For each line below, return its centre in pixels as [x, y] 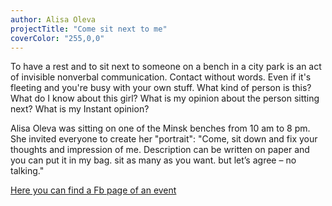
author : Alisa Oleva [53, 19]
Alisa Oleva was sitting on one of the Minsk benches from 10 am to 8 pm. [160, 128]
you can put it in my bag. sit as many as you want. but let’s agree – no [153, 160]
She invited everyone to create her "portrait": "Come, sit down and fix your [164, 139]
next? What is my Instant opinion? [80, 109]
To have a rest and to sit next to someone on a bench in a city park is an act [166, 67]
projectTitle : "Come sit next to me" [89, 29]
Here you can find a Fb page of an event [93, 190]
